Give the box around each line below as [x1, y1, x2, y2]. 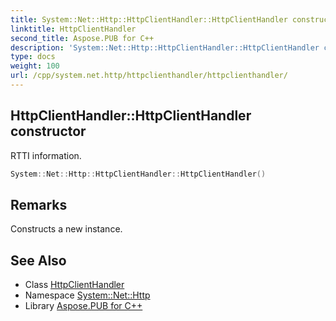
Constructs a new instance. [10, 223, 123, 235]
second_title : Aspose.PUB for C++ [10, 33, 155, 43]
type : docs [10, 52, 56, 62]
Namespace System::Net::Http [24, 289, 151, 301]
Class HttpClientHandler [24, 279, 125, 291]
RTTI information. [10, 149, 82, 161]
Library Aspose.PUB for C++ [24, 300, 143, 312]
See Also [10, 252, 67, 269]
